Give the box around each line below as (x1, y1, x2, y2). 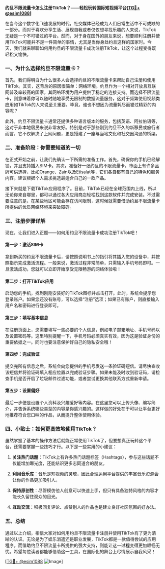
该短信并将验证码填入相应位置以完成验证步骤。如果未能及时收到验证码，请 (5, 369, 156, 375)
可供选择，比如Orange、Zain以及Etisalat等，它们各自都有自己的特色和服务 (9, 169, 160, 175)
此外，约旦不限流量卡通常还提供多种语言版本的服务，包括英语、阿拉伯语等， (5, 118, 160, 124)
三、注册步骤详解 (5, 217, 46, 224)
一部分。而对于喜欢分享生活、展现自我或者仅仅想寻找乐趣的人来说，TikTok (5, 27, 156, 33)
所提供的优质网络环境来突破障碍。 (5, 204, 74, 210)
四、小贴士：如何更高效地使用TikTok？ (5, 425, 97, 432)
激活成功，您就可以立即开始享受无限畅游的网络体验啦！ (9, 266, 121, 272)
